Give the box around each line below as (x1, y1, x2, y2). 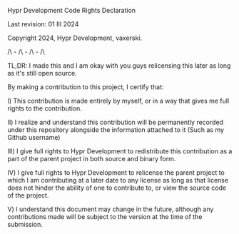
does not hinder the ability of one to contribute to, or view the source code (7, 183, 227, 192)
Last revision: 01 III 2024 (7, 20, 79, 28)
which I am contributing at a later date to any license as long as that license (7, 176, 229, 184)
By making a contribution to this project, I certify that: (7, 83, 164, 91)
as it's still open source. (7, 69, 77, 77)
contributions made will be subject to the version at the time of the (7, 213, 203, 220)
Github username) (7, 133, 61, 141)
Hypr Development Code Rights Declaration (7, 6, 136, 14)
